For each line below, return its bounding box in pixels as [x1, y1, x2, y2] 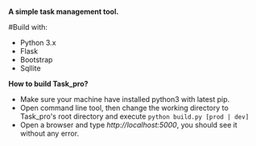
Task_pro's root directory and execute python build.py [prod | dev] [19, 112, 250, 121]
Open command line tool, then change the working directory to [19, 103, 229, 112]
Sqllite [19, 63, 42, 73]
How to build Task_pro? [8, 79, 89, 88]
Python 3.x [19, 38, 56, 47]
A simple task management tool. [8, 7, 119, 16]
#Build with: [8, 22, 48, 31]
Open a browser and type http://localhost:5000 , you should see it [19, 120, 237, 129]
